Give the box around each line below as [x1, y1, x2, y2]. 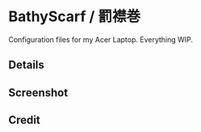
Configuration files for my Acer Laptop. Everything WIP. [8, 34, 194, 45]
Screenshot [8, 86, 69, 100]
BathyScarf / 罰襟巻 [8, 7, 141, 26]
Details [8, 58, 44, 72]
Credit [8, 113, 40, 127]
